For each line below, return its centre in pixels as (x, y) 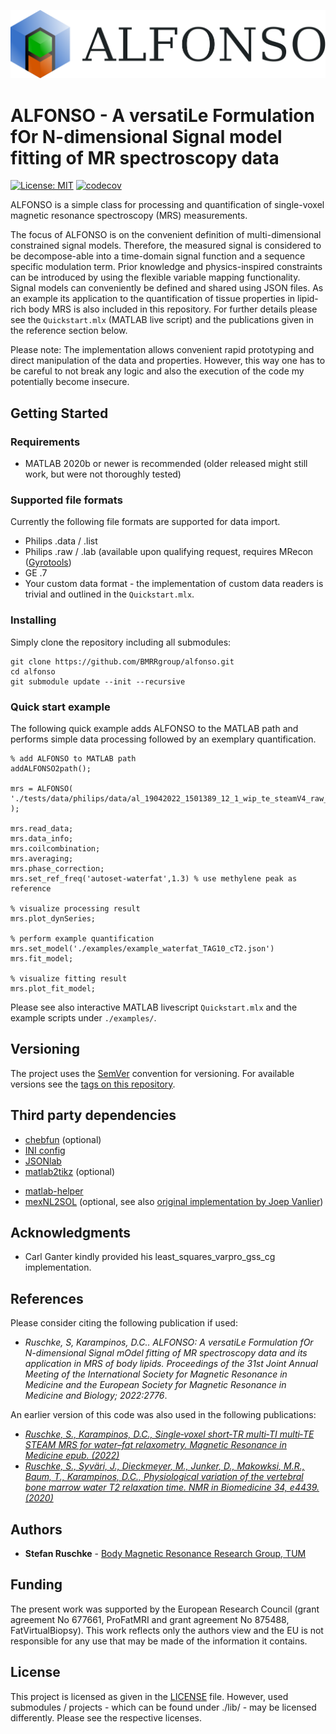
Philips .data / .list (61, 541)
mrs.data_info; (42, 838)
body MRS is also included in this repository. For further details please (173, 309)
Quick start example (60, 707)
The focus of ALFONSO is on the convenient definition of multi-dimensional (166, 235)
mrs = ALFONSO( (42, 788)
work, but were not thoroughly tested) (103, 474)
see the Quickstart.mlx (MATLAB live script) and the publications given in (162, 320)
